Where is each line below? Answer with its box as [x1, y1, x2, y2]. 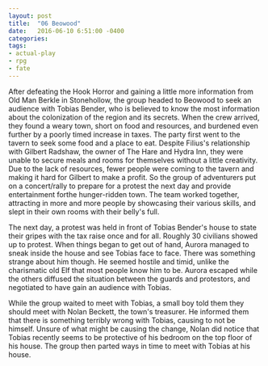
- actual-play [8, 49, 57, 57]
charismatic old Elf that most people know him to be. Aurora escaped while [8, 265, 258, 275]
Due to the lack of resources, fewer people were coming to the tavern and [8, 163, 254, 174]
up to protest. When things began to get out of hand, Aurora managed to [8, 239, 249, 249]
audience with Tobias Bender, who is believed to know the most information [8, 103, 260, 113]
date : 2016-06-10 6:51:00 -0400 [8, 27, 125, 35]
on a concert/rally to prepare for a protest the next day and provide [8, 181, 232, 191]
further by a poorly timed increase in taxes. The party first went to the [8, 129, 241, 139]
